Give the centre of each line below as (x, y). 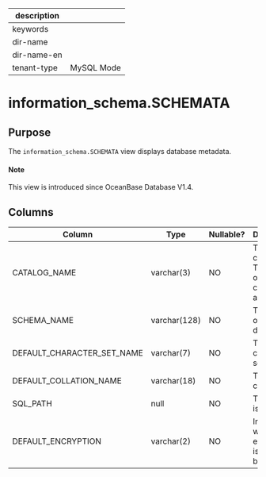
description (37, 15)
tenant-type (35, 68)
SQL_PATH (32, 404)
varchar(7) (171, 353)
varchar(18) (173, 381)
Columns (31, 212)
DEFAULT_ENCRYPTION (57, 441)
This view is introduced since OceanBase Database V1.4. (101, 187)
